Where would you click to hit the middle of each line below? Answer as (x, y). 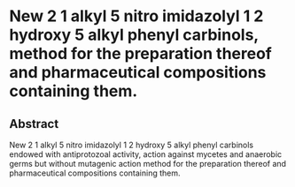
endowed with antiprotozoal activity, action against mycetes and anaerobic (146, 154)
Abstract (34, 124)
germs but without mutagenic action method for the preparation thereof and (147, 164)
